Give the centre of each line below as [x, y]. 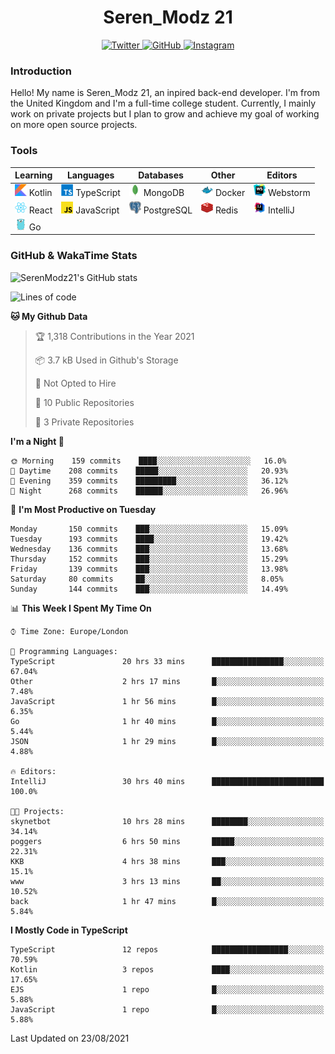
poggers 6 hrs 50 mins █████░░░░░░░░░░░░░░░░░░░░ [167, 841]
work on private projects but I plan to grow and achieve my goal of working [165, 114]
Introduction [41, 71]
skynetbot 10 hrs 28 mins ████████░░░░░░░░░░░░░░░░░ [167, 821]
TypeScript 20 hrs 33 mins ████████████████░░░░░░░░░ [167, 661]
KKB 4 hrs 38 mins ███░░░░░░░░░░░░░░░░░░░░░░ [167, 861]
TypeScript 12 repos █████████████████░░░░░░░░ [167, 949]
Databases [161, 175]
